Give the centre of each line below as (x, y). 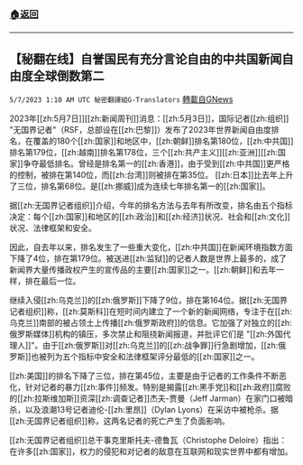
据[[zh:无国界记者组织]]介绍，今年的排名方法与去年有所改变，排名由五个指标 (151, 206)
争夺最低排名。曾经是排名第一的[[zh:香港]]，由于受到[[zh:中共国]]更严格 (156, 163)
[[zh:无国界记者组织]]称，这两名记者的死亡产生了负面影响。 (119, 421)
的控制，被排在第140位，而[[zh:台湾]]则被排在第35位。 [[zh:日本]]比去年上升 (151, 175)
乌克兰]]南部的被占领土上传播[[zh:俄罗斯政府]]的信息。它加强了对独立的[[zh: (151, 323)
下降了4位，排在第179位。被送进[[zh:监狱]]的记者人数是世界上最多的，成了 (148, 258)
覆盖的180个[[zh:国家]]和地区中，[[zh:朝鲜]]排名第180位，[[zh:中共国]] (163, 141)
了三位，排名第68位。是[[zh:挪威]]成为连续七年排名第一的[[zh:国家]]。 (140, 186)
